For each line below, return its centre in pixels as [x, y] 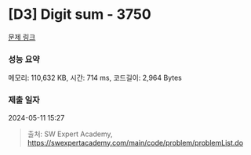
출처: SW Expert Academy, [70, 134]
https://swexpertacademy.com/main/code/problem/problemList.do [135, 142]
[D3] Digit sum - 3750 [80, 14]
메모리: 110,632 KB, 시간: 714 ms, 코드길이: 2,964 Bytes [95, 78]
